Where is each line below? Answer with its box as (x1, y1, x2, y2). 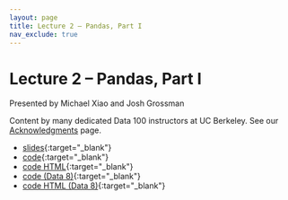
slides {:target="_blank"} (22, 143, 112, 153)
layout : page (9, 13, 58, 22)
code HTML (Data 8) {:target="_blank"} (22, 180, 166, 191)
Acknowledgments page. (9, 125, 101, 135)
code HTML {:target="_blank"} (22, 161, 134, 172)
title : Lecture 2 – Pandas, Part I (9, 22, 143, 30)
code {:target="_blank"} (22, 152, 109, 162)
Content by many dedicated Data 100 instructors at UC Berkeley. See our (9, 116, 279, 126)
